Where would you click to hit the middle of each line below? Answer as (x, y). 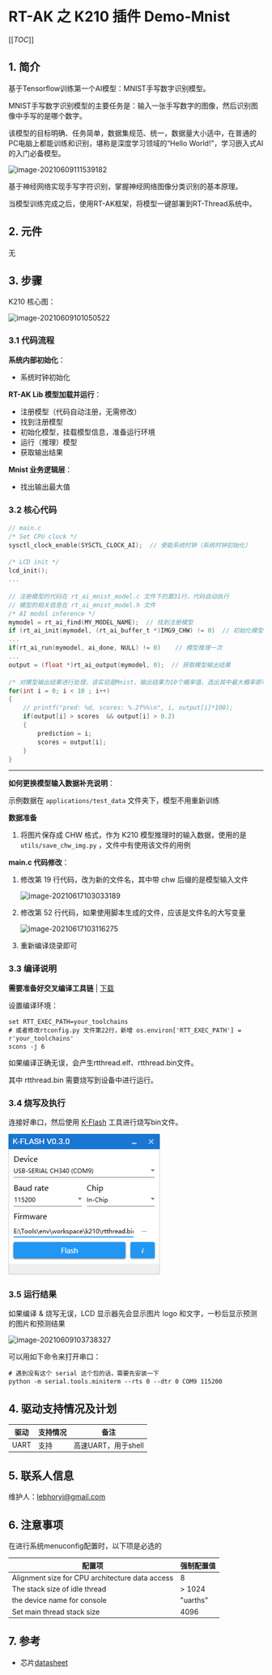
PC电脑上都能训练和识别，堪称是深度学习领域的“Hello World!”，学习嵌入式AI (136, 143)
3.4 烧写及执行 (37, 1103)
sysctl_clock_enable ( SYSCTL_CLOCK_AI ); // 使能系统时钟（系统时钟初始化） (130, 545)
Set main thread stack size (56, 1612)
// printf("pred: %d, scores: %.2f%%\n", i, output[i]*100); (128, 708)
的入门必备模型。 (37, 153)
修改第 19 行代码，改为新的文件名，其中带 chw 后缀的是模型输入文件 (134, 880)
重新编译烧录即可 (49, 946)
